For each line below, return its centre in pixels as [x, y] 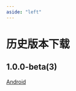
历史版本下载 [38, 44]
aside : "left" [24, 12]
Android [16, 82]
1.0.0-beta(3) [32, 67]
